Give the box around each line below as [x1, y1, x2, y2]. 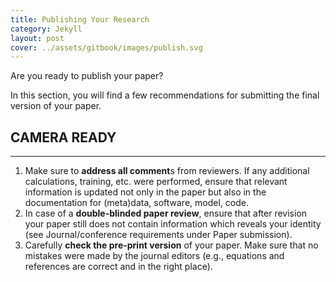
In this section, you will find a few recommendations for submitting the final [10, 89, 320, 101]
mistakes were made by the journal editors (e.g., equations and [24, 250, 285, 262]
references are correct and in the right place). [24, 261, 213, 273]
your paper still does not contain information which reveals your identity [24, 218, 322, 230]
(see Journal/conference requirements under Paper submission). [24, 229, 293, 241]
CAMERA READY [10, 129, 117, 146]
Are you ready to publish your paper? [10, 70, 164, 82]
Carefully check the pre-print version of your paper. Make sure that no [24, 239, 319, 251]
